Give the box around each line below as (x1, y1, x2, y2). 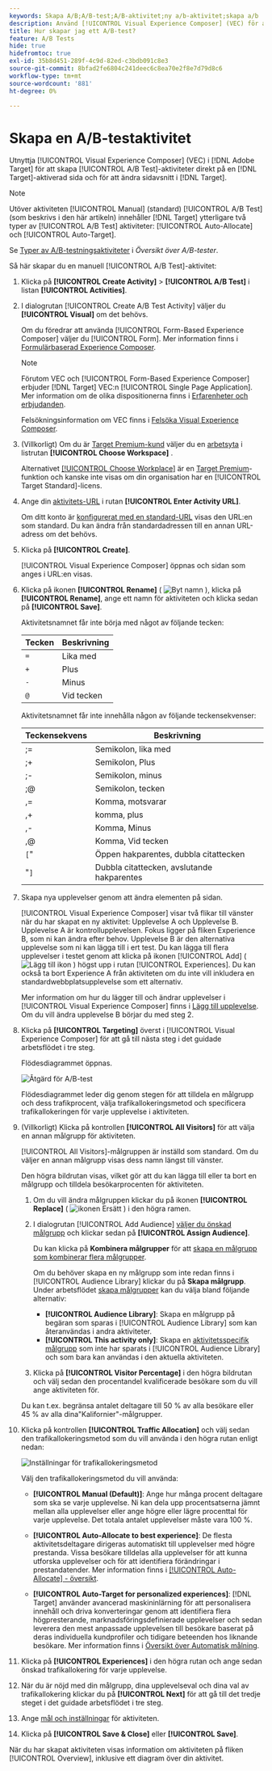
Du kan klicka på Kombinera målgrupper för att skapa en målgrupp (32, 1244, 257, 1254)
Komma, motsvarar (94, 796, 167, 807)
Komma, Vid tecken (94, 836, 169, 847)
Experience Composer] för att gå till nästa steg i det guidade (20, 1034, 222, 1044)
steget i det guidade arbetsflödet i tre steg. (20, 1698, 164, 1708)
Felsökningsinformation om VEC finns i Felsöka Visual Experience (20, 415, 239, 425)
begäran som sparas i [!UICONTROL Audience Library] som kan (44, 1318, 257, 1328)
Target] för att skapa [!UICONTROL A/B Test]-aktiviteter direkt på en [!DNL (9, 164, 257, 174)
